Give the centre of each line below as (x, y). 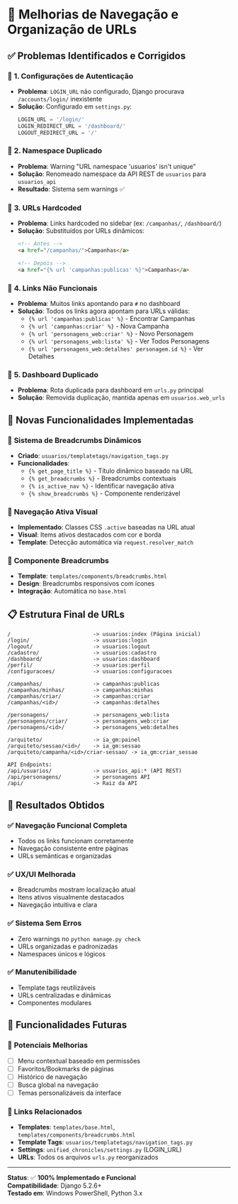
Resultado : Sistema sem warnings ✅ (71, 189)
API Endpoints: (30, 765)
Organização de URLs (72, 29)
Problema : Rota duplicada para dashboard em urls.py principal (110, 390)
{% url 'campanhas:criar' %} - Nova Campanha (98, 326)
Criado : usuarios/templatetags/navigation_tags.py (93, 455)
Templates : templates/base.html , (66, 1127)
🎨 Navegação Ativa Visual (52, 512)
